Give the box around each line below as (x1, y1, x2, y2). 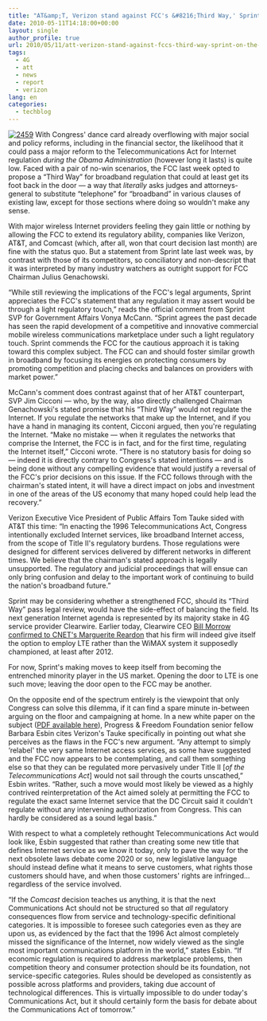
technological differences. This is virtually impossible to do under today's (8, 988, 248, 997)
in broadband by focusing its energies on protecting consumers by (8, 355, 226, 365)
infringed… (214, 871, 250, 880)
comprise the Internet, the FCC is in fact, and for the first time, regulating (8, 439, 247, 448)
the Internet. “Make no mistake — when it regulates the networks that (8, 430, 236, 439)
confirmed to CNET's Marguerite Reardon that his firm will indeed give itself (8, 630, 257, 640)
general (8, 189, 33, 198)
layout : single (8, 26, 59, 34)
